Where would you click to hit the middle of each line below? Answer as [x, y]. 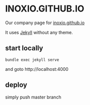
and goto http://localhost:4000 [37, 69]
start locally [24, 48]
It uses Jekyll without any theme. [39, 32]
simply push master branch [33, 97]
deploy [16, 85]
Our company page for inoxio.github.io [45, 23]
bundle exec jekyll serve [32, 60]
